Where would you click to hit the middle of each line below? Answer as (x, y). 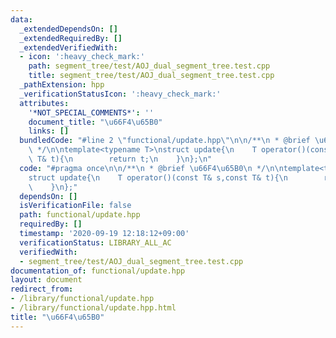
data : (21, 19)
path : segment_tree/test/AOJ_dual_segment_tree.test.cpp (149, 66)
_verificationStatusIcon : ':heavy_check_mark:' (120, 94)
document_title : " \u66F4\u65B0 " (95, 122)
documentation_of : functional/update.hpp (98, 271)
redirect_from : (42, 289)
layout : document (46, 280)
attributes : (44, 103)
